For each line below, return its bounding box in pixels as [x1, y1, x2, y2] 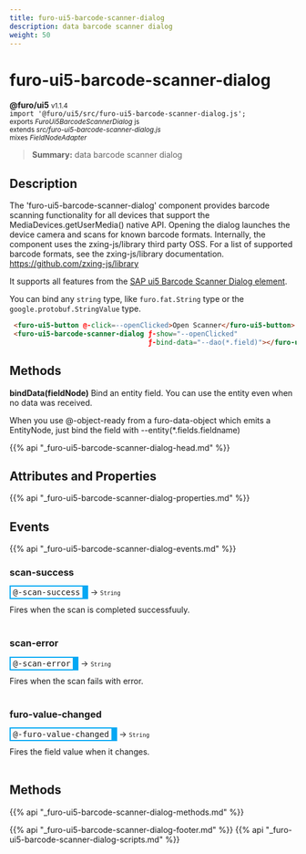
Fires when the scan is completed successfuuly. [9, 604, 190, 616]
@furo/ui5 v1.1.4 [9, 99, 68, 110]
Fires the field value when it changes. [9, 746, 150, 757]
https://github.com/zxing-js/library [9, 258, 139, 269]
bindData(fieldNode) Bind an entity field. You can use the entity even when [9, 387, 293, 398]
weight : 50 [9, 30, 51, 39]
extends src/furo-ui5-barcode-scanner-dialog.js [9, 125, 161, 135]
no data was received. [9, 397, 93, 408]
